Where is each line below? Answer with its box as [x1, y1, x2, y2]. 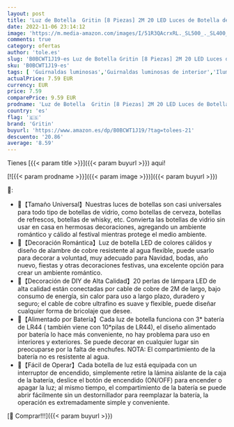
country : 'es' [7, 107, 49, 114]
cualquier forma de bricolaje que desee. [17, 307, 132, 316]
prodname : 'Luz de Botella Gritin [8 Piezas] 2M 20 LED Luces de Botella [7, 101, 229, 108]
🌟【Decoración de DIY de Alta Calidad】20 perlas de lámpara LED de [17, 277, 217, 286]
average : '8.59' [7, 140, 54, 147]
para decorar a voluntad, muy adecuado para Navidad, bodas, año [17, 254, 209, 262]
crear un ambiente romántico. [17, 269, 102, 277]
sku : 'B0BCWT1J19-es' [7, 62, 70, 69]
